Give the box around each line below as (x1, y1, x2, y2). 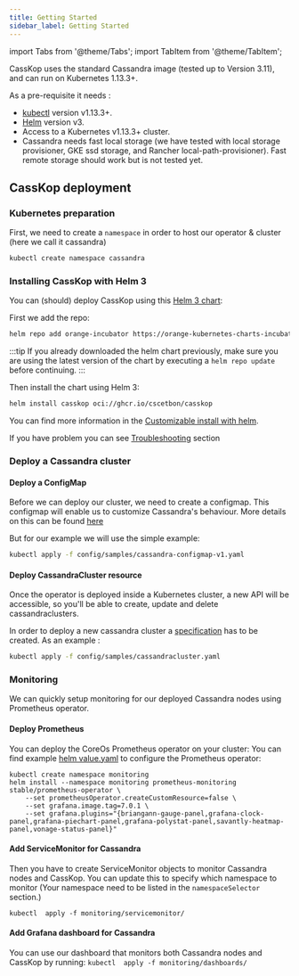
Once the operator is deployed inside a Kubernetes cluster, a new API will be (9, 589, 289, 600)
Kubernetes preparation (9, 207, 116, 219)
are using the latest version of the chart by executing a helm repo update (9, 356, 276, 366)
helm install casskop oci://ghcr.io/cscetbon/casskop (9, 399, 214, 408)
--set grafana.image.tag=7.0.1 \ (25, 801, 149, 810)
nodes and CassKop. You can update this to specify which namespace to (9, 873, 278, 883)
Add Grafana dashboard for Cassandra (9, 928, 156, 939)
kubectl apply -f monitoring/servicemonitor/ (9, 908, 185, 918)
